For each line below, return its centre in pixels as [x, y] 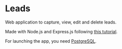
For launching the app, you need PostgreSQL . [51, 41]
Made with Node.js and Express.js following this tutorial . [61, 31]
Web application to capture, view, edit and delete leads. [61, 22]
